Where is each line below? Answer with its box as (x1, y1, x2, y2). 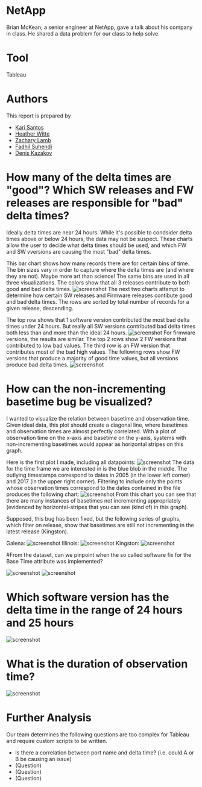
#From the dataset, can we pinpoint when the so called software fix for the (6, 551, 192, 558)
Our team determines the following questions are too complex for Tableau (6, 730, 190, 738)
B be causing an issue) (14, 755, 72, 762)
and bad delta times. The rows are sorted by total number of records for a (6, 298, 189, 305)
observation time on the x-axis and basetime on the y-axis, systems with (6, 434, 187, 441)
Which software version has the (6, 590, 169, 604)
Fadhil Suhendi (14, 143, 52, 150)
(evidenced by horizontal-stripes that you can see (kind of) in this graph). (6, 503, 189, 510)
